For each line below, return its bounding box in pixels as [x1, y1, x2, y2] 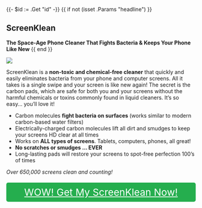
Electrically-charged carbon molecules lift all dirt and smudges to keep [14, 124, 191, 132]
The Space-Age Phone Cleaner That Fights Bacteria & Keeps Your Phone [6, 39, 191, 46]
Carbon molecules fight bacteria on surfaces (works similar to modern [14, 112, 192, 119]
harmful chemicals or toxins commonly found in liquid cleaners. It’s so [6, 94, 179, 101]
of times [14, 156, 36, 164]
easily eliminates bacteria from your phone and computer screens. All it [6, 75, 183, 82]
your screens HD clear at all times [14, 131, 99, 138]
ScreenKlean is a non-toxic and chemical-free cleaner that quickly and [6, 68, 185, 75]
